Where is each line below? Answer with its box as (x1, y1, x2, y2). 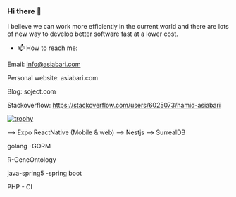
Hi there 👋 (7, 6, 42, 16)
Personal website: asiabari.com (7, 74, 99, 82)
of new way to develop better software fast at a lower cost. (7, 30, 178, 38)
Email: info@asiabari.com (7, 60, 81, 69)
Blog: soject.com (7, 87, 56, 96)
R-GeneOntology (7, 155, 56, 164)
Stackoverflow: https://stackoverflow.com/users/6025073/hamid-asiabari (7, 101, 221, 110)
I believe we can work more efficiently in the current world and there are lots (7, 23, 229, 31)
